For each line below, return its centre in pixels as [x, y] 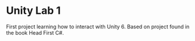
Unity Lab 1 [33, 11]
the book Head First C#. [35, 32]
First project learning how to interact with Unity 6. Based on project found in [98, 27]
